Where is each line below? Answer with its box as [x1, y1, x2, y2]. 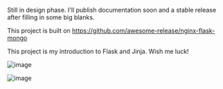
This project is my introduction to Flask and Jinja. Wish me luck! [7, 48, 189, 55]
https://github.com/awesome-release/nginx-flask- [71, 27, 215, 34]
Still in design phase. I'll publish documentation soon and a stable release [7, 6, 217, 14]
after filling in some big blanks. [7, 13, 95, 21]
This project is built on [7, 27, 71, 34]
